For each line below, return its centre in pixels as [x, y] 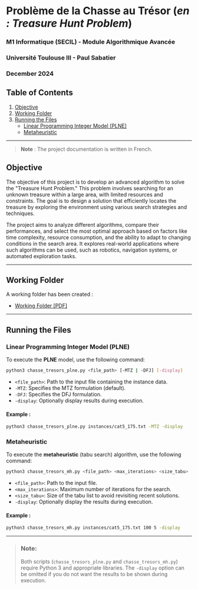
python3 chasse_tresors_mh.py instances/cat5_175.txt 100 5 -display [93, 528]
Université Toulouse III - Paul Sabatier [61, 58]
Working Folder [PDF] [41, 306]
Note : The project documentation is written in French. [86, 149]
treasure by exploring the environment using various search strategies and [97, 207]
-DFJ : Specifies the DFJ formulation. [58, 394]
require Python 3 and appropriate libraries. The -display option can [102, 568]
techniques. [20, 213]
